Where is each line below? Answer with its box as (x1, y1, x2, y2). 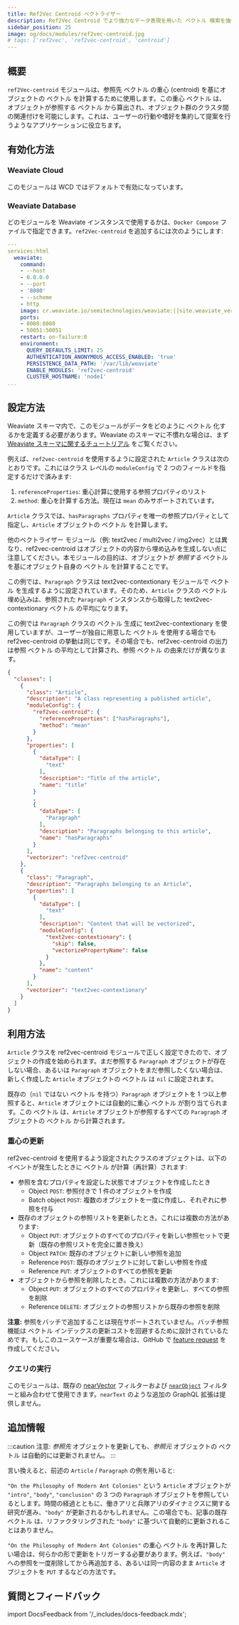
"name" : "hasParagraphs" (38, 834, 113, 841)
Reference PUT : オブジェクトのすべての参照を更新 (28, 1266, 173, 1275)
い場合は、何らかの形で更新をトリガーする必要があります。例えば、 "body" (7, 1550, 225, 1558)
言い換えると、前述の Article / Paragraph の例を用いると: (7, 1466, 176, 1474)
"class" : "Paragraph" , (26, 874, 94, 881)
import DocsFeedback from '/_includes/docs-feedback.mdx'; (7, 1609, 187, 1618)
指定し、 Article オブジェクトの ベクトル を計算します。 (7, 520, 172, 529)
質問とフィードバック (7, 1590, 101, 1602)
